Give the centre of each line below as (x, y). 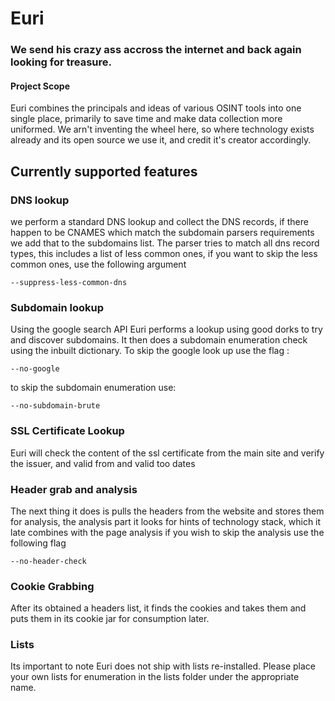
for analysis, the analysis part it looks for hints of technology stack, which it (166, 521)
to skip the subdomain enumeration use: (93, 388)
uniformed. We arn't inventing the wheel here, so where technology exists (162, 129)
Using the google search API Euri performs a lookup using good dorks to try (166, 329)
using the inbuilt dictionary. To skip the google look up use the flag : (150, 351)
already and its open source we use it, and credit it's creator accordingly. (161, 140)
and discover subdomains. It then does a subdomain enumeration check (159, 340)
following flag (38, 543)
